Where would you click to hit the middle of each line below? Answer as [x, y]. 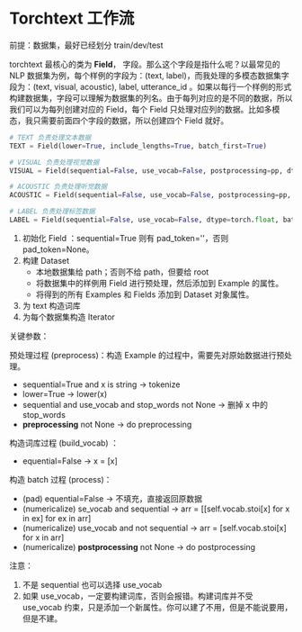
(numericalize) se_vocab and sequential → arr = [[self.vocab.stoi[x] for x [156, 509]
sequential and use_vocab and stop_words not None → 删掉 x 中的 [145, 404]
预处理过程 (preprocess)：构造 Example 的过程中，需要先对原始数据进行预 [147, 355]
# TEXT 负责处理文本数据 [50, 137]
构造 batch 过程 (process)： [61, 479]
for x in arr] [43, 537]
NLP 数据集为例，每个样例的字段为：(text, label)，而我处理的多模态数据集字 [149, 75]
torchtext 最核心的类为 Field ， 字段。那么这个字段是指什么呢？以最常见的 [145, 64]
